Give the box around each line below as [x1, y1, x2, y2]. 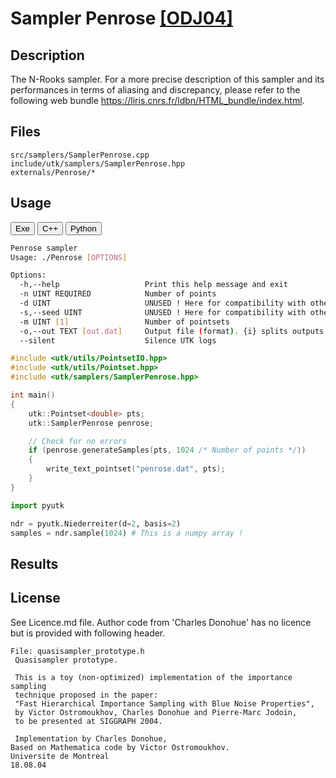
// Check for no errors [28, 436, 128, 446]
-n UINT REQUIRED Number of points [19, 289, 217, 299]
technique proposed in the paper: [14, 690, 159, 700]
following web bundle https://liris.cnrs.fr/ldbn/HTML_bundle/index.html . [10, 95, 305, 106]
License [10, 590, 61, 607]
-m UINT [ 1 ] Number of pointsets [19, 317, 230, 327]
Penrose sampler [10, 243, 78, 253]
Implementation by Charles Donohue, [14, 733, 168, 744]
